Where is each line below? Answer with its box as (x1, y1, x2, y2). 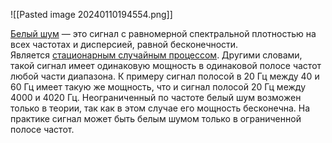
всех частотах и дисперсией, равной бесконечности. (10, 39, 239, 50)
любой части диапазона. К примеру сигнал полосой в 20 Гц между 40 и (10, 70, 320, 82)
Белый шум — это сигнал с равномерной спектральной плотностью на (10, 28, 317, 39)
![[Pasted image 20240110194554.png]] (10, 9, 173, 20)
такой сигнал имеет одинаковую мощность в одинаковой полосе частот (10, 60, 322, 71)
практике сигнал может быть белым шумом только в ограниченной (10, 113, 302, 124)
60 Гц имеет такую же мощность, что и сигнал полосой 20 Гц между (10, 81, 307, 93)
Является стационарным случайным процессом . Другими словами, (10, 49, 303, 61)
